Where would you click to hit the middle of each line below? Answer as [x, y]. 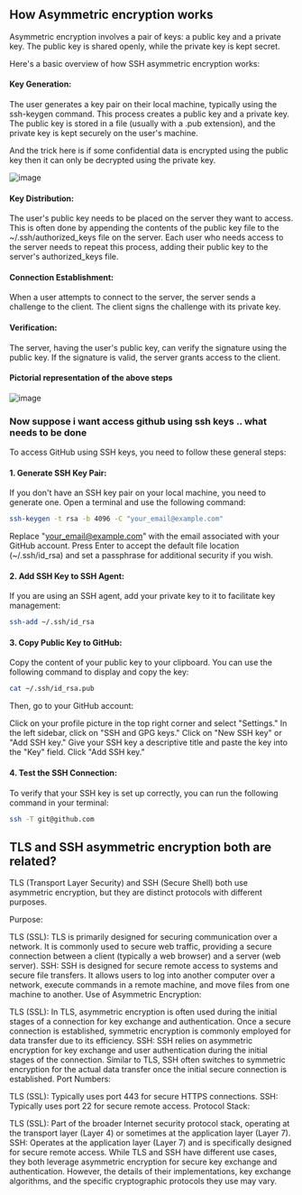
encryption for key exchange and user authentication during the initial [138, 1051]
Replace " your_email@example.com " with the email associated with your [145, 537]
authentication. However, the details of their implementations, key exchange [150, 1172]
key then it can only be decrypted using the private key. [113, 161]
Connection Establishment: [62, 277]
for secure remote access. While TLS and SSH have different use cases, [143, 1153]
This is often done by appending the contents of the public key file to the [144, 228]
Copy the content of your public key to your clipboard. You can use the [141, 663]
